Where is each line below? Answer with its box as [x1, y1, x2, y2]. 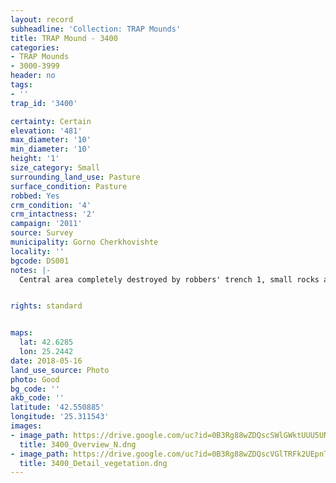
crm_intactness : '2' [10, 209, 97, 220]
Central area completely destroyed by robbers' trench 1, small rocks [19, 274, 320, 285]
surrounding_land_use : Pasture [10, 172, 141, 182]
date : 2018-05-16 [10, 356, 83, 366]
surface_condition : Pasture [10, 181, 128, 191]
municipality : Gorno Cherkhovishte [10, 237, 159, 247]
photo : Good [10, 374, 60, 385]
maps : [10, 328, 33, 338]
